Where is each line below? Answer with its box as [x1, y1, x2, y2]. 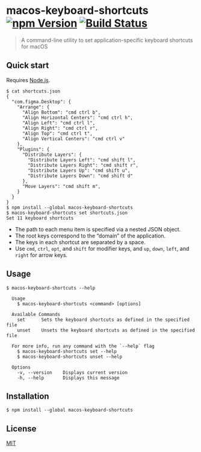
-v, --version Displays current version [17, 369, 128, 375]
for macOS [20, 43, 48, 50]
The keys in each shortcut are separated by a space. [14, 238, 146, 245]
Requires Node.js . [6, 76, 51, 83]
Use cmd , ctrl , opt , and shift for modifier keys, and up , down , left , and [14, 245, 190, 252]
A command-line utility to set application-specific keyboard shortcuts [20, 36, 193, 44]
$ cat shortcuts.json [6, 88, 61, 94]
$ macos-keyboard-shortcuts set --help [17, 348, 117, 354]
